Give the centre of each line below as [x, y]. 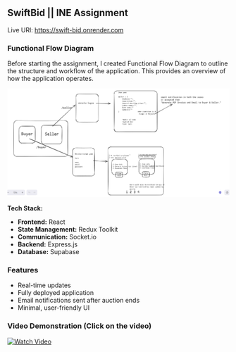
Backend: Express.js [48, 244]
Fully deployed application [56, 293]
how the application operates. [50, 79]
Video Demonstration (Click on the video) [80, 326]
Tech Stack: [25, 208]
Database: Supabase [48, 251]
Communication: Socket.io [57, 237]
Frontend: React [41, 222]
